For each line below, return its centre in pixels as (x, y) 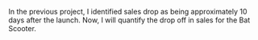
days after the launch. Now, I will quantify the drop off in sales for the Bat (129, 20)
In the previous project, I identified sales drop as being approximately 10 (128, 12)
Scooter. (22, 28)
